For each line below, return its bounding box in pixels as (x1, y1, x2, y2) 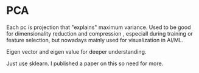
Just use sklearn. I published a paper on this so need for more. (6, 60, 164, 67)
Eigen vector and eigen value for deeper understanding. (6, 48, 147, 55)
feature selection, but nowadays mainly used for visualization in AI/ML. (6, 36, 184, 43)
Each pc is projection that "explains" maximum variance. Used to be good (6, 24, 191, 31)
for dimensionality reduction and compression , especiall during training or (6, 30, 194, 37)
